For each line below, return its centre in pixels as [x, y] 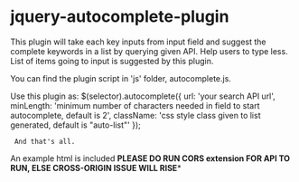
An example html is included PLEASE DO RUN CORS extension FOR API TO [150, 158]
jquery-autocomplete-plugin [120, 17]
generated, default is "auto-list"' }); [75, 125]
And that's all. [45, 141]
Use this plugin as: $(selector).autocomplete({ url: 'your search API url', [143, 96]
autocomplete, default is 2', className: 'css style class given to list [135, 115]
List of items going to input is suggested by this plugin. [112, 61]
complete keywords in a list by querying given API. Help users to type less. [149, 51]
